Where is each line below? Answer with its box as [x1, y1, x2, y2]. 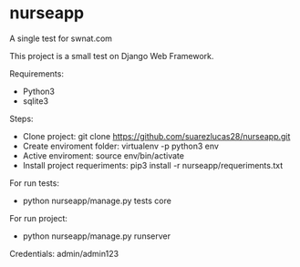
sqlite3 [22, 95, 48, 107]
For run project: [9, 212, 68, 223]
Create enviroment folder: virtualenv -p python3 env [22, 140, 219, 151]
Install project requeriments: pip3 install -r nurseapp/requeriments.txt [22, 159, 284, 170]
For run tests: [9, 177, 59, 189]
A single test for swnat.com [9, 33, 112, 44]
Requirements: [9, 67, 64, 79]
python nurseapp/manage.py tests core [22, 195, 171, 206]
